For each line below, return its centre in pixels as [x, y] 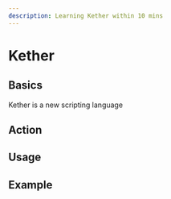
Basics [25, 85]
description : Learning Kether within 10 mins [85, 16]
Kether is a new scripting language [65, 105]
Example [31, 185]
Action [25, 130]
